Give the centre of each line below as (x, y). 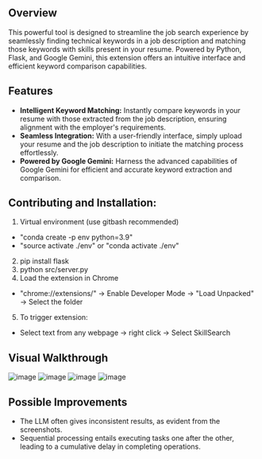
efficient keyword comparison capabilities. (77, 66)
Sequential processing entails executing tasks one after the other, (127, 438)
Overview (33, 13)
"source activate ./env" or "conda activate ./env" (99, 246)
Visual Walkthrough (58, 358)
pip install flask (44, 261)
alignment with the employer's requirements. (93, 127)
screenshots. (41, 430)
